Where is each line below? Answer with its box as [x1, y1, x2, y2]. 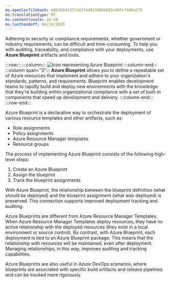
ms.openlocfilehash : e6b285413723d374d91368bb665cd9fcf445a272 [5, 7, 143, 13]
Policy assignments [12, 131, 54, 137]
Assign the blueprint [12, 172, 56, 178]
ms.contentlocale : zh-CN [5, 17, 58, 22]
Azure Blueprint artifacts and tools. [5, 52, 80, 58]
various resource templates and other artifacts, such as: [5, 115, 123, 121]
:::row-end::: [5, 100, 32, 106]
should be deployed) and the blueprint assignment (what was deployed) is [5, 192, 162, 199]
